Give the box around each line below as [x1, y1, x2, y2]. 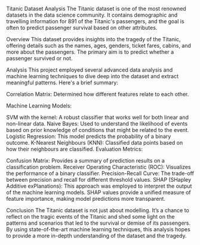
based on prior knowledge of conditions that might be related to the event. [6, 127, 189, 133]
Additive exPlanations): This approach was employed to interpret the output [6, 182, 192, 189]
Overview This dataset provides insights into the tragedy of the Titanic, [6, 36, 181, 42]
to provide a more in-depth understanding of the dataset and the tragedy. [6, 232, 187, 239]
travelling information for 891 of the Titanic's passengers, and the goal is [6, 18, 184, 24]
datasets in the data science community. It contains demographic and [6, 11, 178, 19]
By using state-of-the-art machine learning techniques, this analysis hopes [6, 226, 191, 232]
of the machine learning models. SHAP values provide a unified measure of [6, 189, 191, 196]
